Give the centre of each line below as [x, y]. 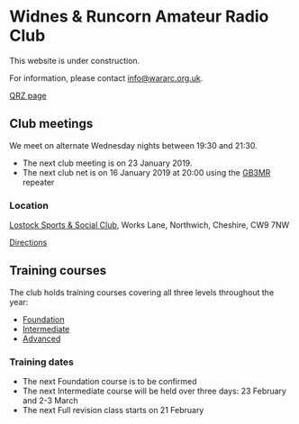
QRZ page [28, 95]
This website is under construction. [75, 60]
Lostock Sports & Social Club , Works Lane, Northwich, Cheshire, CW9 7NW [149, 225]
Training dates [41, 362]
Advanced [41, 338]
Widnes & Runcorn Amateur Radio [139, 17]
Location [29, 205]
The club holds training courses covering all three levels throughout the [142, 292]
